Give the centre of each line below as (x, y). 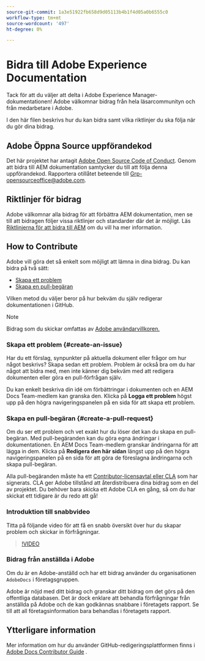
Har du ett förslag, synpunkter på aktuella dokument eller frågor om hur (96, 358)
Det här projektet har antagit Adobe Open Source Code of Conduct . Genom (101, 161)
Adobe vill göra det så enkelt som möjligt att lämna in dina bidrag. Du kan (99, 261)
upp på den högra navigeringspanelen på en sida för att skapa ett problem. (101, 402)
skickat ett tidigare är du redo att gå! (52, 496)
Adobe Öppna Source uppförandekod (79, 146)
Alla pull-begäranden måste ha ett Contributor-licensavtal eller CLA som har (102, 476)
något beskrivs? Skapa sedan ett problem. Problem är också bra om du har (101, 364)
